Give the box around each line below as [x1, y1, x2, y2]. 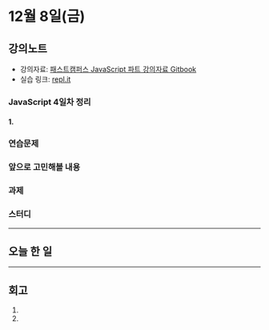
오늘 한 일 [8, 244, 53, 258]
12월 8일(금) [8, 7, 86, 26]
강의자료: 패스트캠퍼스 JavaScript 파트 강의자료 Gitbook [19, 65, 197, 74]
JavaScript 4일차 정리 [8, 96, 91, 107]
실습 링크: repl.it [19, 74, 71, 84]
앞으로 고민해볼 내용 [8, 162, 81, 173]
